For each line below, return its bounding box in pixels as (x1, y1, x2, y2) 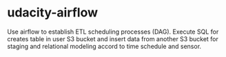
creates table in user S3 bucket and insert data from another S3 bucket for (7, 34, 219, 43)
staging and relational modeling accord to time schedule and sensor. (7, 42, 202, 50)
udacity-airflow (7, 5, 99, 21)
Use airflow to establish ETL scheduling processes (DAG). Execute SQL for (7, 27, 219, 36)
